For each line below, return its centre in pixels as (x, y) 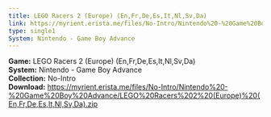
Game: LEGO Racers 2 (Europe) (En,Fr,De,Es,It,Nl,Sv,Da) (102, 61)
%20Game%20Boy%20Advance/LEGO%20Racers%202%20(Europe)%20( (134, 96)
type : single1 (32, 31)
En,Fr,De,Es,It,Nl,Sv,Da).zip (53, 104)
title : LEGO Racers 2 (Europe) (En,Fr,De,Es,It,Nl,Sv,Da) (108, 16)
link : (17, 23)
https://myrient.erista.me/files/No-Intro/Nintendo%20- (138, 87)
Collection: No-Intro (42, 78)
